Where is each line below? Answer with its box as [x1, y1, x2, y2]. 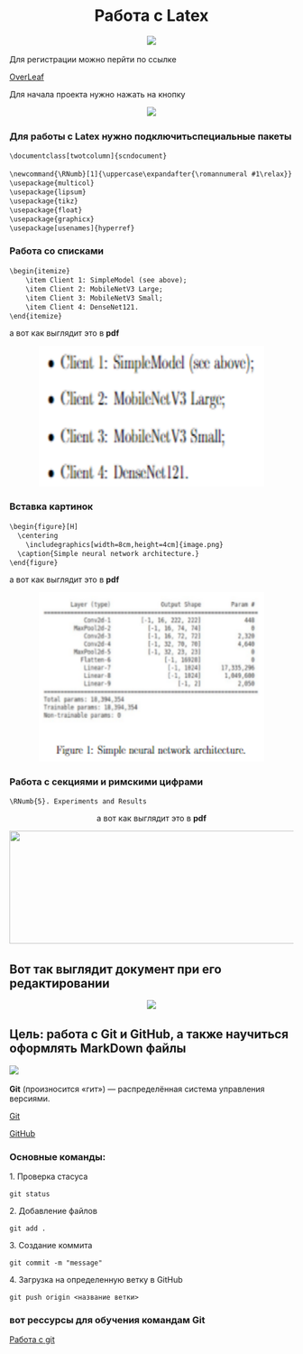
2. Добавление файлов [9, 1206, 97, 1217]
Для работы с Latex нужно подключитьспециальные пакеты [9, 130, 292, 143]
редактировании [9, 976, 110, 991]
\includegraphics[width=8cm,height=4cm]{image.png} [25, 540, 224, 549]
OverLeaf [9, 71, 45, 82]
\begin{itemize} [9, 266, 70, 275]
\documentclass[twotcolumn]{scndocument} [9, 152, 168, 161]
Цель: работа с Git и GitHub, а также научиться [9, 1026, 289, 1043]
